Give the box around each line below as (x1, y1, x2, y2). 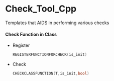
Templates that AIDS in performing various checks (5, 20, 109, 26)
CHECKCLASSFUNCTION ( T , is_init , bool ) (12, 71, 89, 76)
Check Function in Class (5, 31, 57, 37)
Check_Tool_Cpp (5, 3, 77, 15)
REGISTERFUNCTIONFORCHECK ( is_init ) (12, 52, 87, 57)
